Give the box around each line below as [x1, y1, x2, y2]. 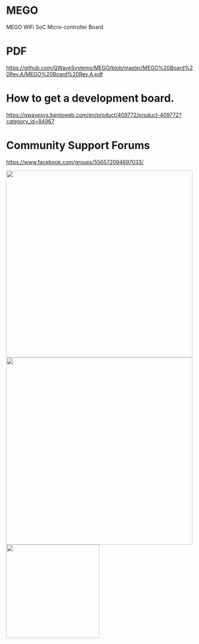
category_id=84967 [6, 117, 55, 124]
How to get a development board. [6, 92, 175, 105]
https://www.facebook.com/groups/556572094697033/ [6, 158, 144, 165]
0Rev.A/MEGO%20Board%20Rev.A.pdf [6, 70, 103, 78]
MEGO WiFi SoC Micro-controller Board [6, 23, 104, 31]
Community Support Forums [6, 139, 150, 152]
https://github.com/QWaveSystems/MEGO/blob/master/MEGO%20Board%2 [6, 64, 194, 71]
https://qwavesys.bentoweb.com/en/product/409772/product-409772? [6, 111, 182, 119]
